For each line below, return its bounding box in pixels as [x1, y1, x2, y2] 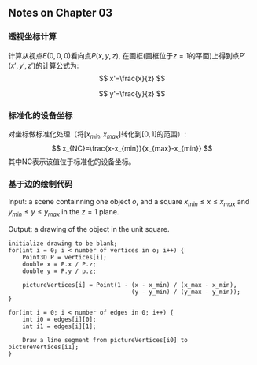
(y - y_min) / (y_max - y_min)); [130, 288, 241, 296]
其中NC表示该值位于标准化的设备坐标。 [8, 157, 136, 166]
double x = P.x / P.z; [22, 260, 97, 268]
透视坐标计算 [8, 32, 57, 43]
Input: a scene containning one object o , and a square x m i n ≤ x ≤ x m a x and [8, 197, 250, 208]
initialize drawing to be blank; [8, 240, 118, 248]
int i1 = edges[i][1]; [22, 322, 97, 330]
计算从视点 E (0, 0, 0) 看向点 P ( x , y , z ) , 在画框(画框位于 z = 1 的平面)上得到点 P [8, 50, 244, 60]
